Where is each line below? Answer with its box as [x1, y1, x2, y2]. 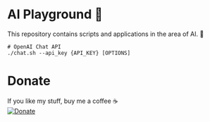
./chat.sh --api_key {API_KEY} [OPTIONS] [7, 49, 131, 56]
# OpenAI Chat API [7, 43, 61, 50]
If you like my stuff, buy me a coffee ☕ [7, 97, 118, 105]
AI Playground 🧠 [7, 6, 104, 23]
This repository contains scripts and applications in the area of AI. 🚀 [7, 30, 204, 38]
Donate [7, 73, 51, 89]
